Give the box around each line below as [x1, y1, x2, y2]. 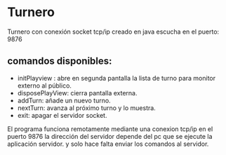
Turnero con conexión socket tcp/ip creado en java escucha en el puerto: [7, 27, 220, 36]
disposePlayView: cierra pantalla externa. [17, 88, 138, 97]
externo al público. [17, 81, 72, 90]
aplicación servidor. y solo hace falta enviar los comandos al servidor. [7, 140, 209, 148]
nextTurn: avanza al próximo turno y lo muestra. [17, 103, 156, 112]
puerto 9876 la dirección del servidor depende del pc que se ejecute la [7, 132, 213, 140]
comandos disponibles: [7, 55, 112, 67]
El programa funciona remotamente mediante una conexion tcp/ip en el [7, 124, 213, 133]
